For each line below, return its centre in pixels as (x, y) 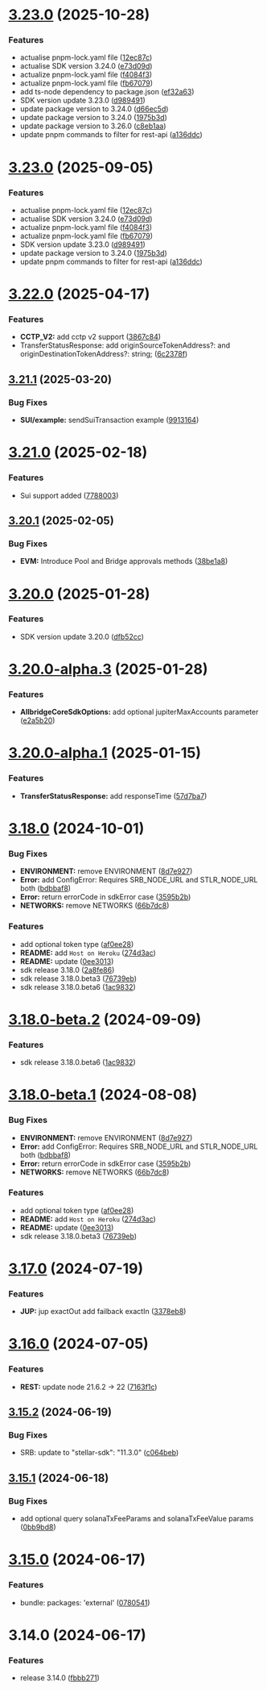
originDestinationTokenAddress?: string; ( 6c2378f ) (104, 354)
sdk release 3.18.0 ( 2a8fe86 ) (67, 970)
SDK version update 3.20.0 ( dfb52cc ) (82, 636)
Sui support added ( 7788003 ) (69, 495)
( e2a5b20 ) (37, 720)
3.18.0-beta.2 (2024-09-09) (105, 1019)
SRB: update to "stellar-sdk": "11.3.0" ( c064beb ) (99, 1453)
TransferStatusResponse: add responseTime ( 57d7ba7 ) (113, 795)
